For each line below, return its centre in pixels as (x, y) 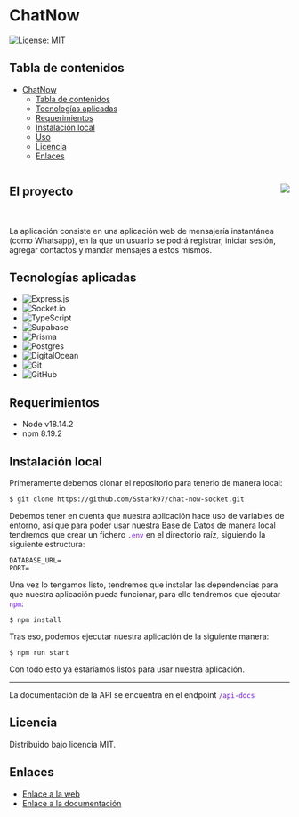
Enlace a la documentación (72, 803)
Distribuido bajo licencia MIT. (63, 744)
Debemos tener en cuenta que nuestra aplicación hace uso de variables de (147, 516)
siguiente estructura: (47, 544)
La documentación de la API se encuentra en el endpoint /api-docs (132, 695)
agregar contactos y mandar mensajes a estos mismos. (110, 249)
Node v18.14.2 (48, 425)
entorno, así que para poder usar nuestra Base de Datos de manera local (142, 525)
